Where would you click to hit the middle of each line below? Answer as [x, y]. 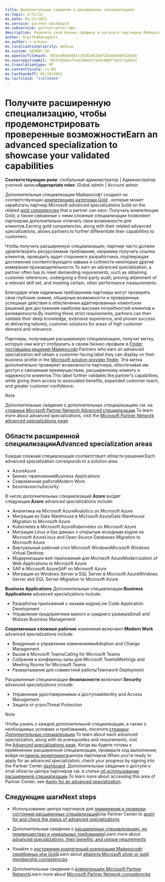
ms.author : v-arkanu [26, 42]
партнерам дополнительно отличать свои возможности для [68, 221]
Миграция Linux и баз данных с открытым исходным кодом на [78, 532]
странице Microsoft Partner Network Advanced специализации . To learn [79, 410]
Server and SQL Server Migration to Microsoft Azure [65, 579]
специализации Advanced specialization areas [79, 444]
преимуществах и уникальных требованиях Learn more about [76, 834]
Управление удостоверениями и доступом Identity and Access [77, 694]
